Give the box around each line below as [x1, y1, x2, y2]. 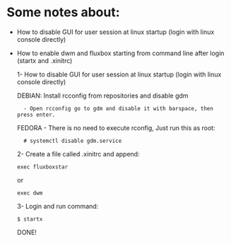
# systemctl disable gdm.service [23, 137, 122, 144]
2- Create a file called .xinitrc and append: [16, 149, 140, 158]
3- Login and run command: [16, 202, 99, 210]
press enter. [16, 111, 56, 118]
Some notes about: [6, 4, 121, 21]
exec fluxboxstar [16, 163, 69, 171]
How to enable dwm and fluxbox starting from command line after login [16, 49, 225, 57]
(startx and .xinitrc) [16, 56, 73, 64]
